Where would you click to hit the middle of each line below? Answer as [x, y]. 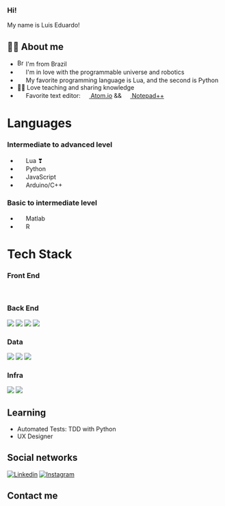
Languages [39, 124]
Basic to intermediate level [52, 203]
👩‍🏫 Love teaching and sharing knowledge [76, 88]
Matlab [36, 218]
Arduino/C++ [44, 185]
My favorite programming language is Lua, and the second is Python [122, 80]
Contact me [32, 496]
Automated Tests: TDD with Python [66, 429]
